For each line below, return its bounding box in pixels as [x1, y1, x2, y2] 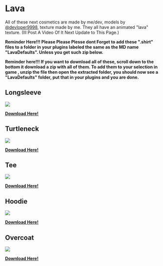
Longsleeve [5, 88, 41, 97]
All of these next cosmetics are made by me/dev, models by [5, 19, 125, 25]
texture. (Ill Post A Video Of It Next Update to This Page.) [5, 29, 120, 35]
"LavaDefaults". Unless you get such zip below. [5, 49, 103, 55]
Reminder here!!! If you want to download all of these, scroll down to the [5, 59, 154, 64]
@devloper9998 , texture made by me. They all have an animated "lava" [5, 24, 149, 30]
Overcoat [5, 233, 34, 242]
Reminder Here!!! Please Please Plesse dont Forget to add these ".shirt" [5, 39, 154, 44]
